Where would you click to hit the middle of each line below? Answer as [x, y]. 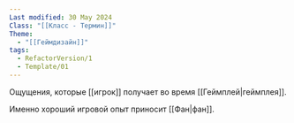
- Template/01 [43, 67]
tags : [19, 50]
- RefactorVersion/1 [55, 58]
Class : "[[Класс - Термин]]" [63, 26]
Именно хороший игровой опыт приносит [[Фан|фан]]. [112, 109]
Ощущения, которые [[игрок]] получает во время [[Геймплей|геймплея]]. [148, 92]
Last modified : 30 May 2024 [61, 17]
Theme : [21, 34]
